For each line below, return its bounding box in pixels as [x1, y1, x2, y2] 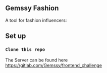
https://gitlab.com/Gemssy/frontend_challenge [5, 62, 102, 68]
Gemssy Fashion [5, 4, 59, 12]
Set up [5, 32, 26, 40]
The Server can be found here [5, 57, 68, 63]
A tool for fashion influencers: [5, 17, 67, 23]
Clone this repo [5, 47, 45, 52]
